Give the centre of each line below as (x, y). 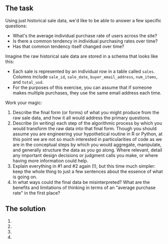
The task (19, 8)
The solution (26, 209)
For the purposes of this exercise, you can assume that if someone (82, 87)
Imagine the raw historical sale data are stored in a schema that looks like (82, 56)
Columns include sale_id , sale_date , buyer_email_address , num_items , (85, 77)
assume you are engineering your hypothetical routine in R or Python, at (88, 134)
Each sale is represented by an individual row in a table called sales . (84, 71)
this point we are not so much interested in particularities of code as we (87, 139)
